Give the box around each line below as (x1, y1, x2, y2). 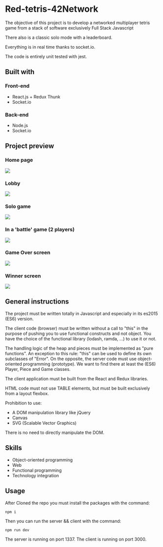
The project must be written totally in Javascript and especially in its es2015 (5, 310, 158, 316)
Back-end (5, 111, 29, 118)
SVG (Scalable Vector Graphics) (12, 420, 77, 426)
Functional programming (12, 467, 62, 473)
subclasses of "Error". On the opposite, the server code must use (5, 356, 137, 362)
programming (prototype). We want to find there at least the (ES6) (23, 361, 156, 367)
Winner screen (5, 272, 41, 279)
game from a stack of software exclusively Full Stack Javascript (5, 25, 134, 30)
